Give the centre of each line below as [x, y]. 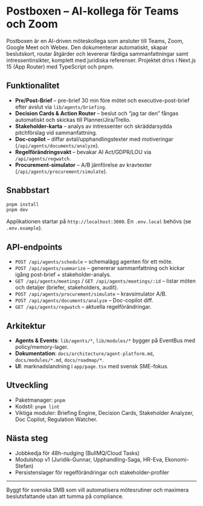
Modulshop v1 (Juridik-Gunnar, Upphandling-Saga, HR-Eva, [89, 459]
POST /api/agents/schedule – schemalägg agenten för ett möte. [94, 261]
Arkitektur [26, 326]
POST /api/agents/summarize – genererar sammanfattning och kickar [100, 268]
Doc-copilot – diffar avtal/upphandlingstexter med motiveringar [94, 139]
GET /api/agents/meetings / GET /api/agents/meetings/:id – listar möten [105, 281]
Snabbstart [28, 190]
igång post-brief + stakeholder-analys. [63, 275]
